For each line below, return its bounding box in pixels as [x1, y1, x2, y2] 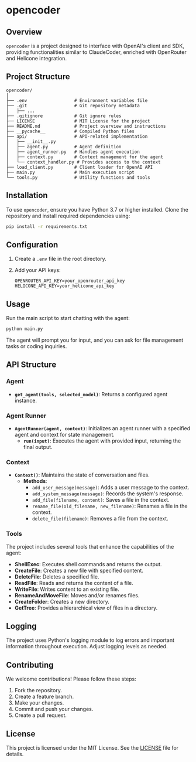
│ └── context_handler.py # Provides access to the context [6, 159, 161, 165]
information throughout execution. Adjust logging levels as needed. [6, 643, 168, 650]
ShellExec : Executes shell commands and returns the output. [14, 560, 162, 567]
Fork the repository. [14, 687, 63, 694]
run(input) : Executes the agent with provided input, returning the [23, 437, 181, 444]
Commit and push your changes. [14, 706, 94, 713]
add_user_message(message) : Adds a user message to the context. [32, 484, 190, 491]
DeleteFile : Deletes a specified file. [14, 573, 99, 580]
